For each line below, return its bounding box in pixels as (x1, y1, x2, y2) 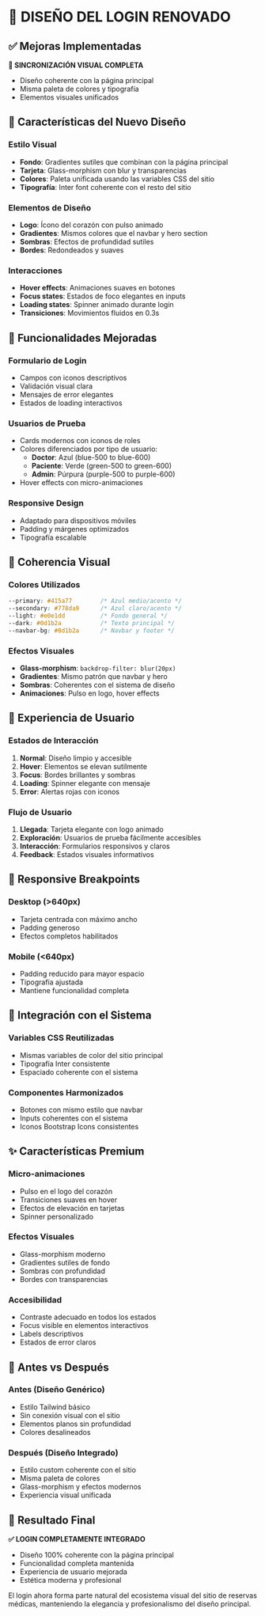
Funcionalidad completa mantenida (19, 1558, 134, 1568)
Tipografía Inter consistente (19, 1059, 111, 1068)
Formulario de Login (8, 355, 87, 366)
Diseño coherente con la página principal (19, 76, 154, 85)
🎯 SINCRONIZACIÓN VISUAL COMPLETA (8, 60, 144, 70)
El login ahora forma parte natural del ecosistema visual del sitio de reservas (8, 1591, 257, 1600)
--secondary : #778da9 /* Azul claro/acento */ (8, 605, 182, 613)
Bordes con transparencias (19, 1274, 108, 1284)
